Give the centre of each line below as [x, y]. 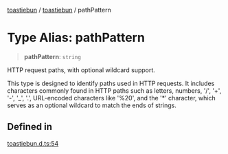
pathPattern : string [52, 56]
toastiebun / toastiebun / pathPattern [59, 10]
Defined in [30, 127]
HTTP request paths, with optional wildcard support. [81, 70]
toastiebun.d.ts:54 [33, 143]
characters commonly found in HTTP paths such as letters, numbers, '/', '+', [114, 90]
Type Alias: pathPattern [76, 38]
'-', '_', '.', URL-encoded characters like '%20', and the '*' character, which [111, 98]
